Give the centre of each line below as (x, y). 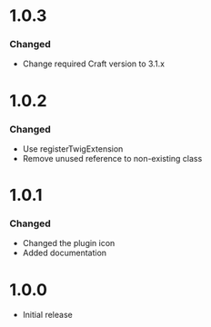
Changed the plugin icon (69, 243)
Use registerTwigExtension (73, 149)
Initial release (47, 315)
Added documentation (65, 253)
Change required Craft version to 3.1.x (94, 64)
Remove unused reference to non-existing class (112, 158)
